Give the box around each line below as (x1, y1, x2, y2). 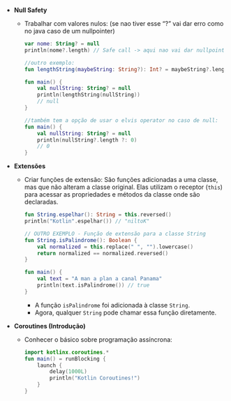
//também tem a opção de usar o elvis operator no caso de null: (24, 116, 218, 124)
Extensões (13, 162, 46, 170)
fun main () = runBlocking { (24, 355, 106, 362)
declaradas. (24, 198, 59, 206)
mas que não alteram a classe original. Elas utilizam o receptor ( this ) (24, 183, 223, 191)
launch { (37, 362, 63, 369)
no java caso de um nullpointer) (24, 27, 115, 35)
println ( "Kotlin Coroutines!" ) (49, 374, 141, 382)
